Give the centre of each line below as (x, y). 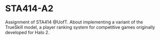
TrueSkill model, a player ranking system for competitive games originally (80, 27)
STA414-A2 (29, 9)
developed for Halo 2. (27, 32)
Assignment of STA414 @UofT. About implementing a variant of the (74, 22)
